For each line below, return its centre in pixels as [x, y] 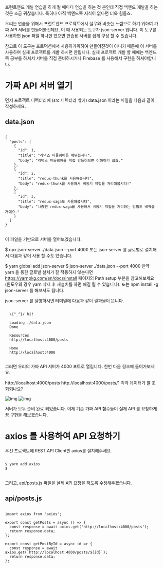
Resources [19, 335]
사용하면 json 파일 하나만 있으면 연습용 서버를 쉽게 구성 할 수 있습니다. [71, 36]
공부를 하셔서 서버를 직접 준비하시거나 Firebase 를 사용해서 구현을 [72, 58]
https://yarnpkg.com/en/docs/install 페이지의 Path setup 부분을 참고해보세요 [80, 278]
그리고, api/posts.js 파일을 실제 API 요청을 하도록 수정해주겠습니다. [69, 483]
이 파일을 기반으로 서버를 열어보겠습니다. [43, 239]
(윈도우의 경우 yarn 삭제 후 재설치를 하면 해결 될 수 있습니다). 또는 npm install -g [82, 284]
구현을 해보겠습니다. [29, 415]
